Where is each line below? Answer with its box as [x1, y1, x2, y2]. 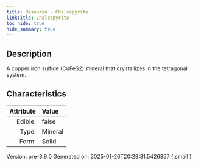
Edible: [16, 117, 37, 126]
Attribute [9, 107, 37, 115]
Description [6, 48, 52, 59]
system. [6, 71, 26, 79]
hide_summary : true [6, 26, 56, 32]
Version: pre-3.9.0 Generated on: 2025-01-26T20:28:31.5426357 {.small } [6, 153, 192, 160]
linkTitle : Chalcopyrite [6, 15, 69, 21]
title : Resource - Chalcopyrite [6, 9, 88, 15]
